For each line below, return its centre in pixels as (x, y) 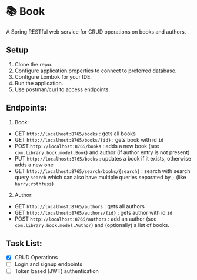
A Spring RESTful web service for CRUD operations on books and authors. (96, 31)
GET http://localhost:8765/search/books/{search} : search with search (102, 171)
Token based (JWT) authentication (56, 271)
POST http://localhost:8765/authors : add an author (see (86, 219)
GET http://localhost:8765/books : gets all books (75, 134)
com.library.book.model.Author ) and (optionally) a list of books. (92, 225)
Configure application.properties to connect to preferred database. (96, 71)
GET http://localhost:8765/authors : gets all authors (80, 206)
